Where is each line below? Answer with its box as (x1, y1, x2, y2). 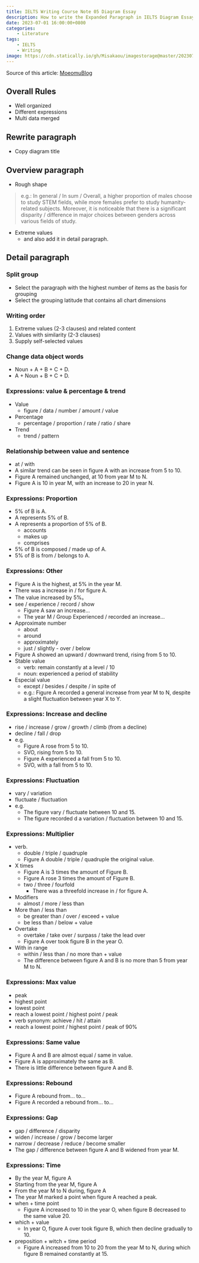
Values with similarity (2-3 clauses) (14, 331, 101, 339)
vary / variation (14, 790, 52, 797)
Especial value (14, 676, 50, 684)
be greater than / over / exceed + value (23, 913, 120, 920)
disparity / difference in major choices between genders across (20, 212, 176, 219)
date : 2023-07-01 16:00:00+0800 (6, 20, 86, 26)
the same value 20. (23, 1212, 70, 1219)
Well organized (14, 102, 52, 109)
